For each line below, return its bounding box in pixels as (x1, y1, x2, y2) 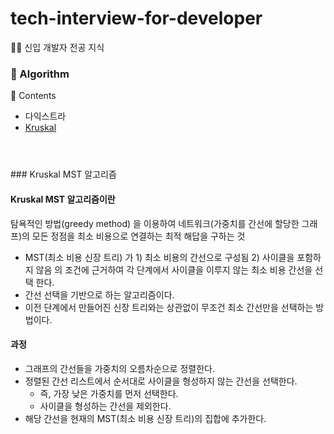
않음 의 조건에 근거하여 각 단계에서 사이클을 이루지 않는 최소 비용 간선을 (35, 263, 313, 276)
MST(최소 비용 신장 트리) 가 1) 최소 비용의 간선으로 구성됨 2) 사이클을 (24, 251, 295, 263)
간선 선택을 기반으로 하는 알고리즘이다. (24, 288, 175, 301)
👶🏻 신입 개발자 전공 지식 (10, 41, 105, 53)
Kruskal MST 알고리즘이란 (10, 193, 116, 206)
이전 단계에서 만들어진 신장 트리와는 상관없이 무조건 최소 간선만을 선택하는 (24, 301, 314, 313)
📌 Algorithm (10, 67, 70, 81)
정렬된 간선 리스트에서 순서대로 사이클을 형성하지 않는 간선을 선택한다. (24, 375, 298, 387)
